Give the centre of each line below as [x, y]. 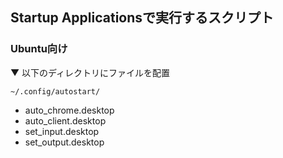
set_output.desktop [64, 142]
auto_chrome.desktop [69, 110]
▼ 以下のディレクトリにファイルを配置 [90, 72]
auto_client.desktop [65, 120]
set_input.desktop [62, 131]
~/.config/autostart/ [55, 91]
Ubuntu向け [39, 49]
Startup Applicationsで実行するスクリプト [142, 18]
